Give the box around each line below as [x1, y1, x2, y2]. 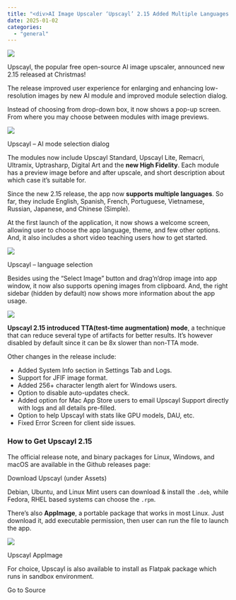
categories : [7, 23, 42, 30]
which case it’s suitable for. [7, 176, 86, 185]
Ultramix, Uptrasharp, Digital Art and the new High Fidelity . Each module [7, 161, 220, 170]
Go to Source [7, 585, 46, 594]
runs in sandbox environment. [7, 572, 94, 580]
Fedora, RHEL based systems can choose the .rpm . [7, 495, 156, 503]
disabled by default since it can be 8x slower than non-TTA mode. [7, 339, 199, 347]
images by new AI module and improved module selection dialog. [37, 91, 228, 100]
